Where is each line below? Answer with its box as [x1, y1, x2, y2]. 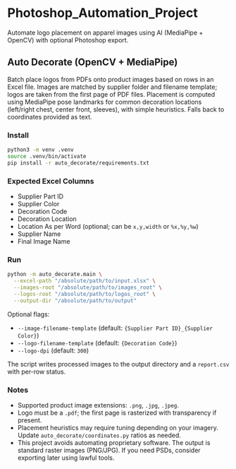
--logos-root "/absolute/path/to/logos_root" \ [13, 290, 156, 297]
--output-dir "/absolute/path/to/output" [13, 297, 137, 304]
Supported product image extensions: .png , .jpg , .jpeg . [17, 400, 180, 409]
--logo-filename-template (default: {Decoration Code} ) [17, 338, 178, 347]
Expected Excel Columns [7, 176, 94, 186]
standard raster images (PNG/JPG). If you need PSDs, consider [17, 446, 201, 454]
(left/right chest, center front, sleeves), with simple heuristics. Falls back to [7, 105, 225, 114]
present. [17, 415, 42, 425]
